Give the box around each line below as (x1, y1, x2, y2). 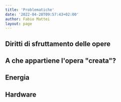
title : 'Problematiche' (5, 7, 55, 12)
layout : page (5, 21, 32, 26)
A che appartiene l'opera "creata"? (5, 57, 116, 65)
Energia (5, 73, 30, 82)
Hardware (5, 90, 36, 99)
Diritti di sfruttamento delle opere (5, 39, 111, 48)
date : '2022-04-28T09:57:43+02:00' (5, 12, 79, 17)
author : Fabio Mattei (5, 16, 50, 21)
